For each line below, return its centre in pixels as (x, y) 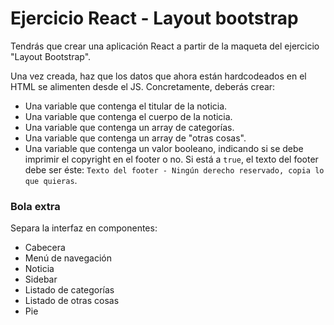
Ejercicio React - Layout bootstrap (154, 18)
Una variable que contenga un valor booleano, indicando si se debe (164, 148)
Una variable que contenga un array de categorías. (129, 127)
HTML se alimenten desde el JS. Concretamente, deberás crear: (143, 86)
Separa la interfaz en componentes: (84, 228)
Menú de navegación (68, 258)
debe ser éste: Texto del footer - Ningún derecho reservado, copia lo (174, 169)
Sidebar (41, 279)
